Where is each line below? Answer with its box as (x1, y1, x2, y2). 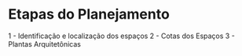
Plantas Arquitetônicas (8, 39, 81, 48)
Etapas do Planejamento (8, 5, 170, 23)
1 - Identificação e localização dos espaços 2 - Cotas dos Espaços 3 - (8, 31, 236, 40)
